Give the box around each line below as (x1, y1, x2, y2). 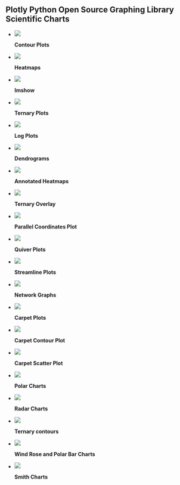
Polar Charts (14, 382, 46, 390)
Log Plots (14, 132, 38, 139)
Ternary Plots (14, 109, 49, 116)
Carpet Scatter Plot (14, 359, 63, 366)
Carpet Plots (14, 314, 46, 321)
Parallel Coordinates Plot (14, 223, 77, 230)
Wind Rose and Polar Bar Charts (14, 450, 95, 458)
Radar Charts (14, 405, 48, 412)
